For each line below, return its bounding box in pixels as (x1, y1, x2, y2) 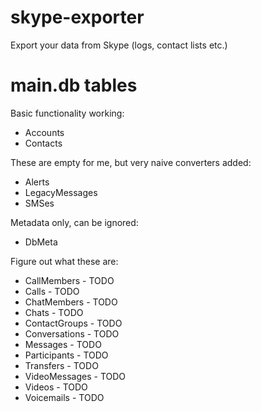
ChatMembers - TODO (24, 296, 118, 308)
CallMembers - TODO (24, 274, 115, 286)
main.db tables (10, 74, 138, 97)
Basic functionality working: (10, 107, 125, 119)
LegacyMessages (24, 186, 98, 198)
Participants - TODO (24, 349, 109, 361)
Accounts (24, 126, 65, 138)
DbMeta (24, 236, 58, 248)
